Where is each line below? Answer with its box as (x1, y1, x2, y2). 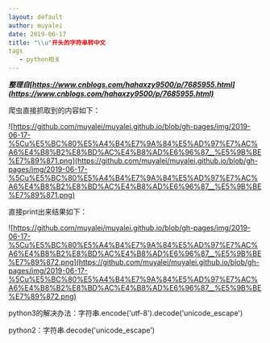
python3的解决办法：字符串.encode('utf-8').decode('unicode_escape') (8, 308, 243, 318)
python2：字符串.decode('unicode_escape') (8, 325, 156, 335)
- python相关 (19, 56, 60, 64)
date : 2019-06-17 (8, 30, 67, 38)
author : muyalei (8, 21, 63, 30)
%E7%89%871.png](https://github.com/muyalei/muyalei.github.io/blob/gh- (8, 156, 259, 165)
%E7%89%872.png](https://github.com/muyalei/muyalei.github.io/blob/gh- (8, 257, 260, 266)
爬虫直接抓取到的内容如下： (8, 106, 101, 115)
